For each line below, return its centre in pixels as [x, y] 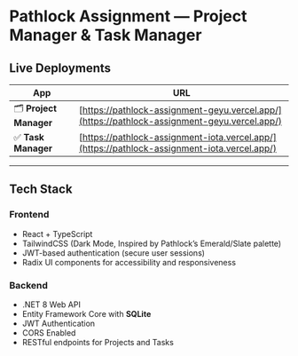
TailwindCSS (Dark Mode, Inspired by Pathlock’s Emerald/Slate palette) [152, 243]
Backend [29, 285]
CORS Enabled [49, 332]
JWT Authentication [59, 323]
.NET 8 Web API [51, 305]
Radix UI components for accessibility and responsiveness [129, 262]
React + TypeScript [57, 233]
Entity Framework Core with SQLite [86, 313]
